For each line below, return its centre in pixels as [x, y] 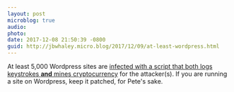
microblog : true [31, 20]
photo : [17, 33]
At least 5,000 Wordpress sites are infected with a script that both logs [110, 66]
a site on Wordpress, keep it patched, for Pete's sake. [85, 81]
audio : [17, 27]
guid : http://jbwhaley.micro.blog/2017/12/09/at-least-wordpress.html [113, 46]
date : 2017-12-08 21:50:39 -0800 [57, 40]
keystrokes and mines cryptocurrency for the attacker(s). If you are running [117, 74]
